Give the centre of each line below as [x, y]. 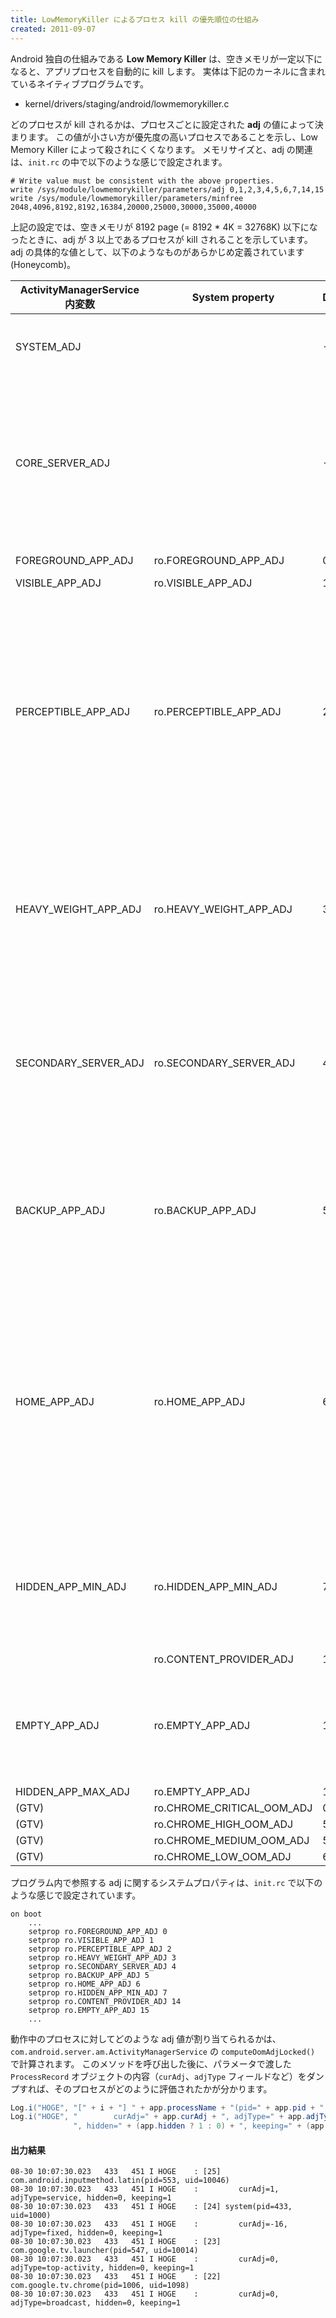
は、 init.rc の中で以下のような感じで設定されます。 [119, 162]
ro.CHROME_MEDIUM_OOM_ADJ [231, 1840]
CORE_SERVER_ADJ [63, 463]
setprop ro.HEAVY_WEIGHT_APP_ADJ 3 [102, 1957]
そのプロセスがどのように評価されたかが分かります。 [163, 2088]
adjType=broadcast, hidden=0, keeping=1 [96, 2303]
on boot [26, 1914]
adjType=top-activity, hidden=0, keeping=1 [102, 2268]
